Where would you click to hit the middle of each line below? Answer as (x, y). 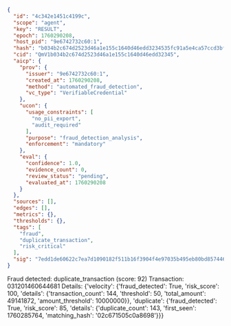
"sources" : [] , (35, 202)
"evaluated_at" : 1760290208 (66, 182)
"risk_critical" (43, 247)
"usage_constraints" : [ (59, 112)
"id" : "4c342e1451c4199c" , (52, 16)
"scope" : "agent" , (40, 23)
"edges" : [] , (32, 208)
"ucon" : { (34, 106)
